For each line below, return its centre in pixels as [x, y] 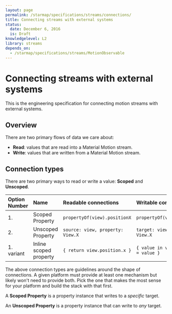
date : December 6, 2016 [35, 29]
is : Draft [20, 34]
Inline [40, 244]
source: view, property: [93, 230]
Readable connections [91, 203]
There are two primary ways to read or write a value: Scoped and [74, 181]
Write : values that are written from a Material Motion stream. [77, 153]
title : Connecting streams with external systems [59, 19]
